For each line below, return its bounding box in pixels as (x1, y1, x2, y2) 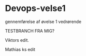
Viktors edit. (5, 37, 29, 43)
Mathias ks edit (5, 46, 35, 52)
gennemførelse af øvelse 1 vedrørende (5, 19, 82, 24)
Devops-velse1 (5, 3, 66, 14)
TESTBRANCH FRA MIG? (5, 28, 55, 34)
